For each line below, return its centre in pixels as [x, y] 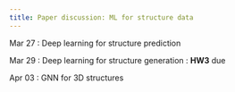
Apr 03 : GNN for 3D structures [67, 78]
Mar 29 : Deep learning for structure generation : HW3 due [117, 60]
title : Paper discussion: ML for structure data [101, 17]
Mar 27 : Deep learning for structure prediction [95, 43]
